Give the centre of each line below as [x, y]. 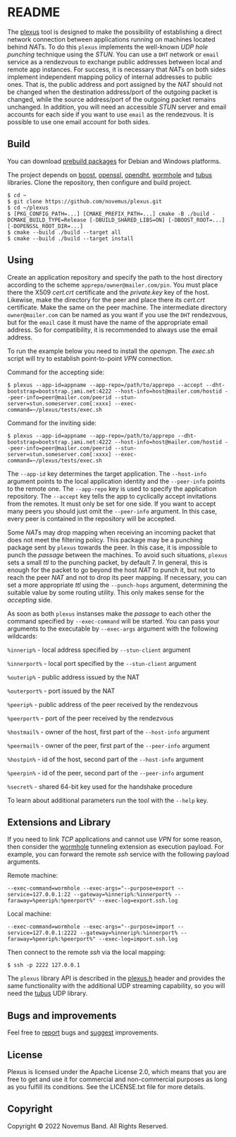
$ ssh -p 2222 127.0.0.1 [44, 965]
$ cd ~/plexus [28, 208]
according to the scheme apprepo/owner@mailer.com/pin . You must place [113, 285]
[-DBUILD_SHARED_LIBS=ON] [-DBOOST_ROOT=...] [157, 220]
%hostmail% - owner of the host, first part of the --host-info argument [108, 732]
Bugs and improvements [62, 1015]
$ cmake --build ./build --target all [64, 232]
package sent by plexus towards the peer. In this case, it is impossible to [112, 547]
